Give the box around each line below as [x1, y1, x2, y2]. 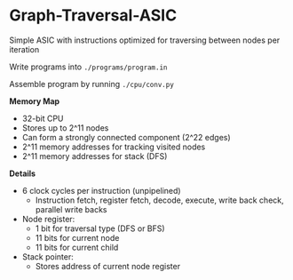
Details [9, 168, 36, 179]
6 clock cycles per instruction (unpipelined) [21, 185, 181, 196]
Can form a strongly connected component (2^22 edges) [21, 132, 231, 142]
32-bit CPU [21, 113, 64, 124]
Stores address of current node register [35, 260, 180, 271]
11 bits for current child [35, 242, 119, 252]
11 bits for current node [35, 232, 120, 243]
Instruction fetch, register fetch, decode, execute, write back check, [35, 195, 284, 205]
